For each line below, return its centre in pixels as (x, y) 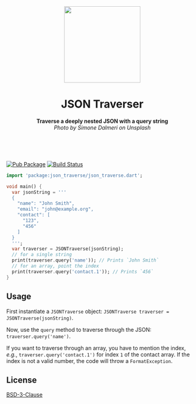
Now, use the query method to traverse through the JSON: (79, 329)
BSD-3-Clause (24, 395)
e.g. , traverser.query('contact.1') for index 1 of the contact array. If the (98, 354)
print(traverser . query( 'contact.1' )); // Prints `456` (83, 271)
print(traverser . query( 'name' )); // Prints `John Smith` (86, 260)
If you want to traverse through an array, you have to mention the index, (96, 348)
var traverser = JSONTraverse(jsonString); (68, 249)
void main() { (24, 186)
